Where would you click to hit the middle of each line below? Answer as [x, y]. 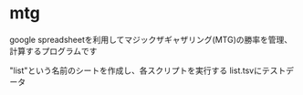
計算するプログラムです [53, 51]
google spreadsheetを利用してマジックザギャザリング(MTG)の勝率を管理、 [151, 39]
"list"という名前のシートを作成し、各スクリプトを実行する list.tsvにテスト [148, 70]
